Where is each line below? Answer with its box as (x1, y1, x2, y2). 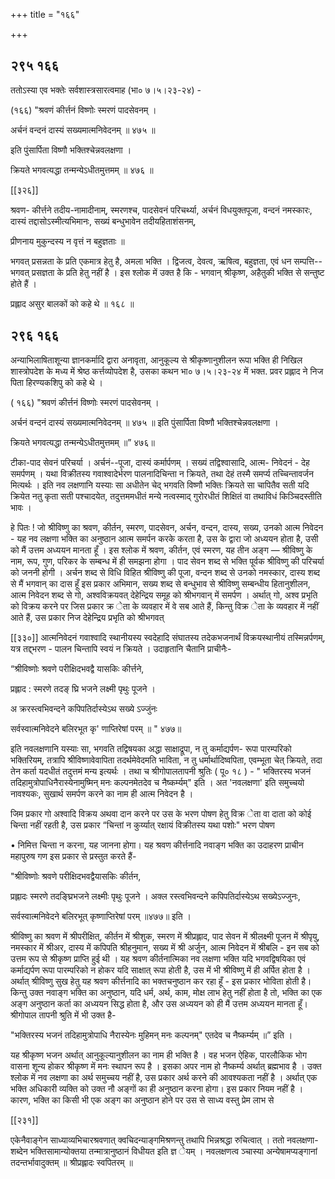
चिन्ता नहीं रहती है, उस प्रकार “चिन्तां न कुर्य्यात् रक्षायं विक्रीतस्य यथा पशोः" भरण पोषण (10, 819, 275, 831)
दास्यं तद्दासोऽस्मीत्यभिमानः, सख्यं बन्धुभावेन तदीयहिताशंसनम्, (10, 215, 197, 227)
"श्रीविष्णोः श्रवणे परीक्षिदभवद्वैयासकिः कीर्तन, (10, 870, 142, 882)
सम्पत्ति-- (293, 255, 323, 267)
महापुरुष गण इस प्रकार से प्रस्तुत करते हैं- (10, 850, 137, 862)
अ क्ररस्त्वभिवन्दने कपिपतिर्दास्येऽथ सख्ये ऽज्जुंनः (10, 702, 158, 714)
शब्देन (10, 1145, 28, 1157)
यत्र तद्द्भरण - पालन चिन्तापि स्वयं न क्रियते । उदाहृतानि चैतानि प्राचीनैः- (10, 642, 232, 654)
